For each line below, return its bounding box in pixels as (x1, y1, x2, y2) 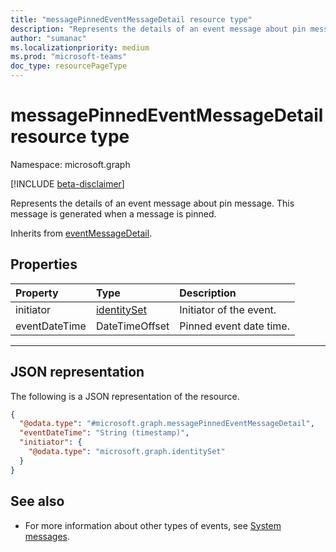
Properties (10, 256, 78, 273)
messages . (24, 530, 71, 542)
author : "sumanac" (10, 33, 87, 43)
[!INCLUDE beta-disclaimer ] (10, 177, 125, 190)
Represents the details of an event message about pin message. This (10, 197, 295, 209)
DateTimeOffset (95, 319, 170, 333)
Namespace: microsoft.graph (10, 158, 131, 170)
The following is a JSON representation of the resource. (10, 390, 240, 402)
